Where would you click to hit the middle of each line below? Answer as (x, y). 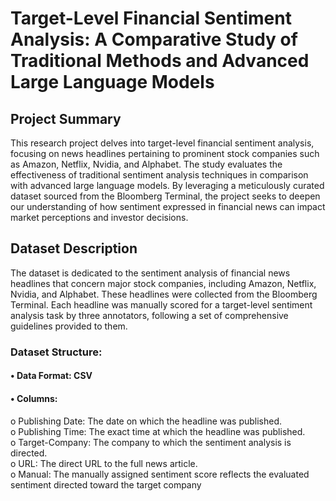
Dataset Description (74, 248)
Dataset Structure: (56, 352)
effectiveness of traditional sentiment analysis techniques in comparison (159, 175)
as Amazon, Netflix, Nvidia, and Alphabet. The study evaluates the (146, 164)
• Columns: (34, 398)
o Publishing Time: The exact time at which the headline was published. (158, 431)
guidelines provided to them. (69, 326)
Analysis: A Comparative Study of (154, 39)
